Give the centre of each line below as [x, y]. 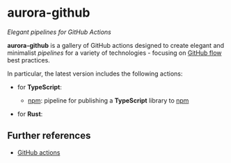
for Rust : [30, 114]
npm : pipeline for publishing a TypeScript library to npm [108, 100]
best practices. [29, 60]
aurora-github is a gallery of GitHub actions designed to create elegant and [116, 45]
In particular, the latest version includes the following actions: [95, 74]
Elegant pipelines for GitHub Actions [59, 32]
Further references [49, 136]
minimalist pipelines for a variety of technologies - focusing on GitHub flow [114, 53]
